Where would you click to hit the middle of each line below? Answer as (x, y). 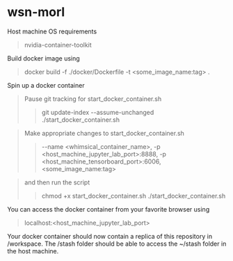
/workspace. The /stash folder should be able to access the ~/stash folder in (117, 244)
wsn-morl (36, 12)
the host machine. (33, 251)
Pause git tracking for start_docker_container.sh (93, 99)
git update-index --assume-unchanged (98, 112)
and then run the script (57, 182)
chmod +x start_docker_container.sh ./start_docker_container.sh (134, 196)
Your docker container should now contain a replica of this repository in (110, 236)
